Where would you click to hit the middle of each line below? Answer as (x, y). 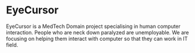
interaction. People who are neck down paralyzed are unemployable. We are (97, 32)
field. (12, 45)
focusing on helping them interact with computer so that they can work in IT (97, 38)
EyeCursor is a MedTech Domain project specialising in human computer (93, 26)
